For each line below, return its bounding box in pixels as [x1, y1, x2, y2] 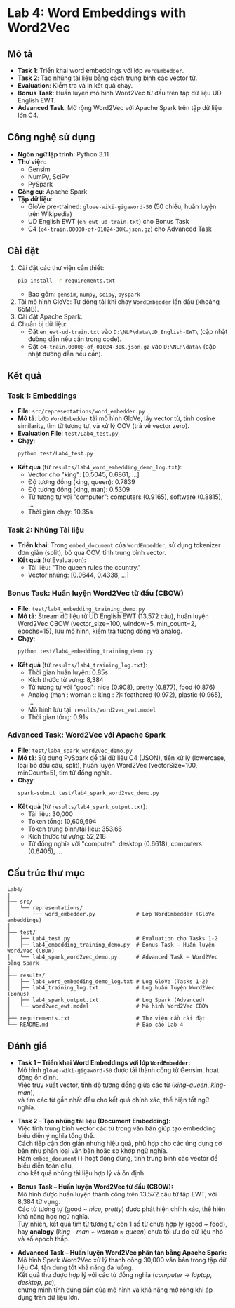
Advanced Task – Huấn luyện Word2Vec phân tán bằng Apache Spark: [17, 1248, 227, 1257]
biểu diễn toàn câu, [17, 1161, 74, 1170]
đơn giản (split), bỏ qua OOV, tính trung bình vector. [17, 549, 167, 557]
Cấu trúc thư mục [7, 867, 86, 879]
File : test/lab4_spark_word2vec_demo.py [17, 746, 133, 754]
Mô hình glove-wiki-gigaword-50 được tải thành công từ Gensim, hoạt [17, 1066, 220, 1074]
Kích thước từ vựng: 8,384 [27, 675, 104, 683]
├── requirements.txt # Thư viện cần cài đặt [7, 1015, 206, 1022]
